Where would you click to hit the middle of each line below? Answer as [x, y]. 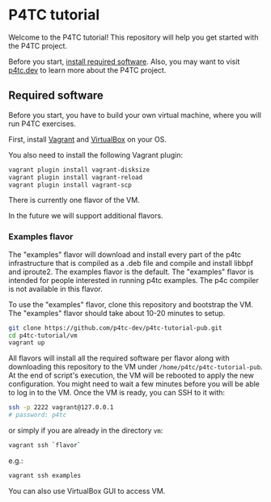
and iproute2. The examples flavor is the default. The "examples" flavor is [131, 272]
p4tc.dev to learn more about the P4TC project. [87, 70]
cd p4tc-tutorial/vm [43, 335]
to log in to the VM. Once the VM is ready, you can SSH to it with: [116, 393]
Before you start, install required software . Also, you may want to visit [124, 61]
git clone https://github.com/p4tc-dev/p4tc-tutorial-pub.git [115, 328]
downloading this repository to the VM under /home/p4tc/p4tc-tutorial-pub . [135, 367]
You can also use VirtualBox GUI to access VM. [87, 491]
